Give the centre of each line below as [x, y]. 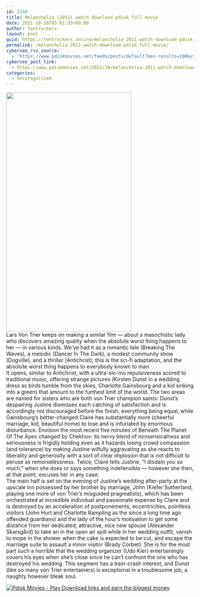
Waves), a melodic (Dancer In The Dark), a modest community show [90, 354]
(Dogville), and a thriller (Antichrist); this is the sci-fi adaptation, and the [94, 360]
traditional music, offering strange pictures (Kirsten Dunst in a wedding [93, 379]
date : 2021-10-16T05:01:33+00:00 [48, 23]
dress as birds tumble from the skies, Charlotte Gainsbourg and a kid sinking [100, 386]
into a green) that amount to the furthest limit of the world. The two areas [96, 392]
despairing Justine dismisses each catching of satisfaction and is [86, 405]
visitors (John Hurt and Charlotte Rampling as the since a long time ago [94, 513]
